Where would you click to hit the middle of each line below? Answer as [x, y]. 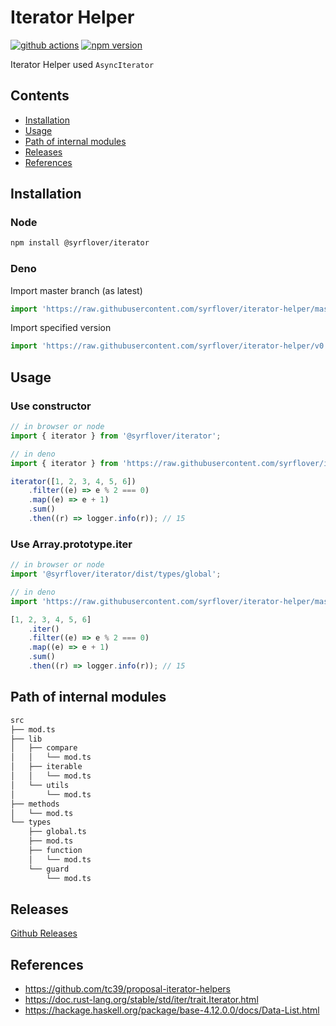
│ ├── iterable [46, 767]
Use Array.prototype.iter [71, 544]
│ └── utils [40, 785]
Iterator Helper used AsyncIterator [82, 64]
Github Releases [44, 933]
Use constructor [51, 406]
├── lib [26, 739]
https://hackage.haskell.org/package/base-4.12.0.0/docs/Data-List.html [172, 1010]
